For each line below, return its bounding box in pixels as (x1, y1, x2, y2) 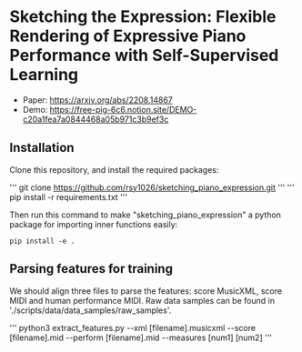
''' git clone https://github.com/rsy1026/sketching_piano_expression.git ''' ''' (9, 182, 295, 193)
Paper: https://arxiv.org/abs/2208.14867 (22, 94, 173, 106)
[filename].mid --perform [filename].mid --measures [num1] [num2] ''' (9, 332, 273, 343)
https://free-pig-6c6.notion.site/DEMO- (49, 104, 197, 115)
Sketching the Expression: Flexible (9, 6, 277, 27)
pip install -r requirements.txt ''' (9, 191, 128, 202)
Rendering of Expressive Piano (9, 25, 247, 46)
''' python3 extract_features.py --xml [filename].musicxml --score (9, 322, 257, 333)
